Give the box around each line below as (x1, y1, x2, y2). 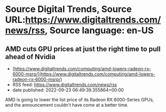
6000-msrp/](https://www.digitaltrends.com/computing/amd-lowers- (12, 71, 155, 77)
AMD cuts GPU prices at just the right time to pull (5, 44, 161, 53)
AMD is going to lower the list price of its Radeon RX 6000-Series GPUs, (5, 96, 154, 102)
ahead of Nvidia (5, 52, 56, 61)
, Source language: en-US (44, 25, 154, 36)
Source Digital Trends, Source (5, 3, 132, 15)
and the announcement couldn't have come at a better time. (5, 102, 129, 108)
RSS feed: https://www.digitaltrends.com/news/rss (12, 81, 117, 87)
